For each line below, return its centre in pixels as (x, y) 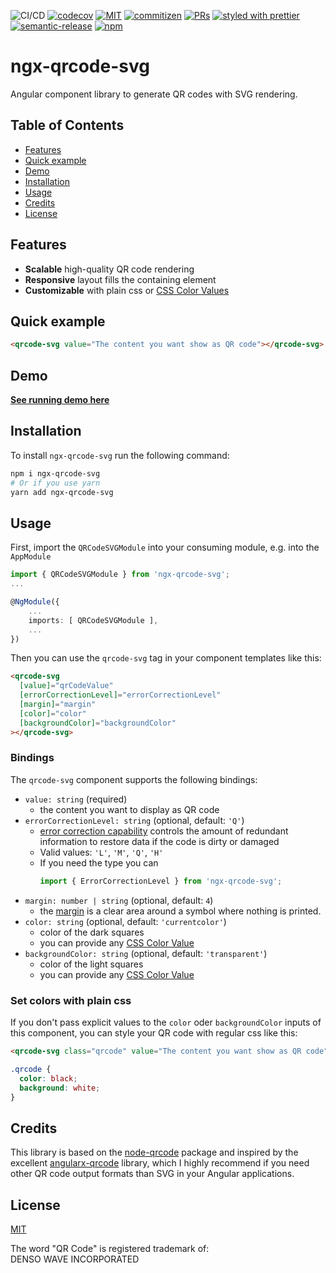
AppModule (31, 557)
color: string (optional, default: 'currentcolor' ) (125, 921)
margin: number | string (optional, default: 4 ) (119, 900)
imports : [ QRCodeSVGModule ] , (93, 620)
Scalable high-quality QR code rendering (109, 269)
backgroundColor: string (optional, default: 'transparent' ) (146, 953)
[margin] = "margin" (58, 705)
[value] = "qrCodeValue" (66, 686)
